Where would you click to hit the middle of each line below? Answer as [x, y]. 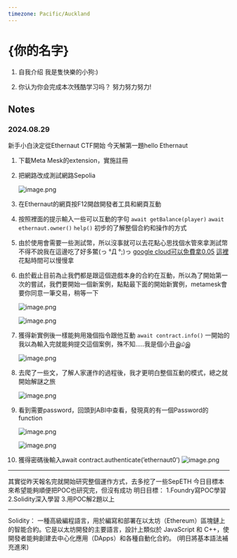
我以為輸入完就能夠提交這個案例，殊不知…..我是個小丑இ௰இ [104, 344]
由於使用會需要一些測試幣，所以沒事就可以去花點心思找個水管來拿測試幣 [123, 243]
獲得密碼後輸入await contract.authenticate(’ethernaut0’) [99, 460]
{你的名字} [39, 51]
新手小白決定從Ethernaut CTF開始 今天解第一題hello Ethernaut [98, 146]
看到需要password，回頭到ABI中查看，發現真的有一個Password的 [113, 410]
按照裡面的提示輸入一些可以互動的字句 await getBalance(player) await [121, 219]
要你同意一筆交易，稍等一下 [58, 293]
